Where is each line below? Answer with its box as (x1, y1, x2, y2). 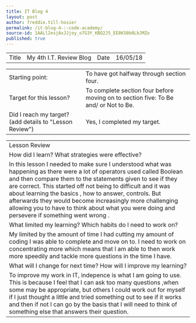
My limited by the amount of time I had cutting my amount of (9, 230, 174, 238)
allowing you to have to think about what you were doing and (9, 204, 176, 212)
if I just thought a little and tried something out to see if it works (9, 293, 182, 301)
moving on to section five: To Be (85, 94, 174, 102)
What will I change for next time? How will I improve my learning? (9, 262, 187, 269)
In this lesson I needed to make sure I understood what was (9, 160, 172, 168)
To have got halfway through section (85, 70, 186, 78)
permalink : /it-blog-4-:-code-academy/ (6, 25, 103, 31)
